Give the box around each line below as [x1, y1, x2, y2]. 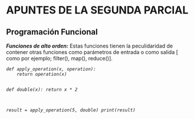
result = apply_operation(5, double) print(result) [6, 107, 136, 113]
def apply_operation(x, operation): [6, 66, 96, 72]
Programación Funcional [6, 27, 98, 37]
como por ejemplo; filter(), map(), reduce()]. [6, 55, 113, 62]
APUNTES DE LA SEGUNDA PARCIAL [6, 4, 189, 17]
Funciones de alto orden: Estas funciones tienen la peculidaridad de [6, 42, 173, 49]
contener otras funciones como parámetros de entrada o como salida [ [6, 49, 179, 56]
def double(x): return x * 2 [6, 87, 78, 93]
